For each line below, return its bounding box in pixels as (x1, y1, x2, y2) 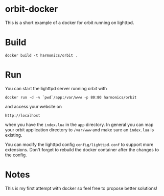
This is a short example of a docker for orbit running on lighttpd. (5, 20, 134, 25)
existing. (5, 132, 23, 138)
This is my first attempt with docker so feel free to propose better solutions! (5, 185, 158, 191)
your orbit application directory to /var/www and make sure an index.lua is (5, 126, 154, 133)
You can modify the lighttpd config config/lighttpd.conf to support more (5, 141, 154, 147)
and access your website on (5, 103, 62, 109)
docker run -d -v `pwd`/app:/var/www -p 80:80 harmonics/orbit (5, 95, 137, 100)
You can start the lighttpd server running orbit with (5, 85, 107, 91)
